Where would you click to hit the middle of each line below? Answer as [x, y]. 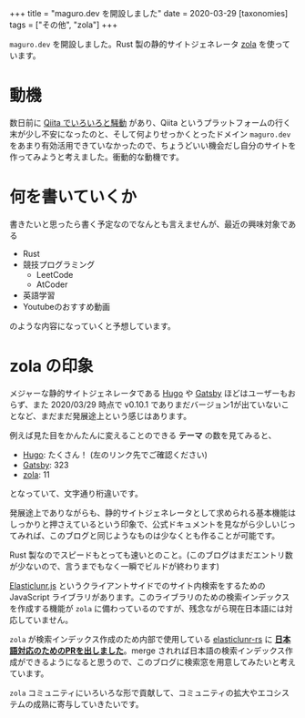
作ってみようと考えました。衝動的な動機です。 [97, 157]
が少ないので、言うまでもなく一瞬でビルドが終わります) [115, 566]
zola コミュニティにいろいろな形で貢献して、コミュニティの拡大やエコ [142, 692]
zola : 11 [36, 474]
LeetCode [55, 274]
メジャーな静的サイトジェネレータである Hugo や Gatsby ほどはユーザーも [149, 393]
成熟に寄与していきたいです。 [88, 703]
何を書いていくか [73, 197]
